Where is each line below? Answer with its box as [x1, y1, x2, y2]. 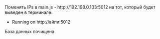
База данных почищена [4, 29, 55, 34]
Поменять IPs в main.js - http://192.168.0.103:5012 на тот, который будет [4, 4, 156, 10]
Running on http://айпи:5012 [11, 19, 71, 25]
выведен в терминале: [4, 9, 53, 15]
